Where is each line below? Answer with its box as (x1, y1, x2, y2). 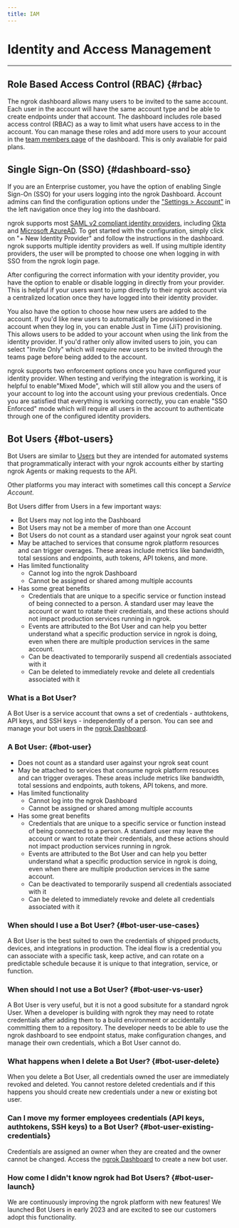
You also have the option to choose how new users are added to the (7, 308, 207, 316)
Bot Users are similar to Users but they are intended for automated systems (7, 452, 229, 460)
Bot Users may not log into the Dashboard (17, 516, 141, 524)
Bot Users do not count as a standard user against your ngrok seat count (17, 531, 232, 539)
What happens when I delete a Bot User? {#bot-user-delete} (7, 1057, 220, 1067)
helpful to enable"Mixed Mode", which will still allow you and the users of (7, 382, 222, 390)
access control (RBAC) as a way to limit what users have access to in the (7, 120, 221, 128)
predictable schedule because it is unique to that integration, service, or (7, 959, 218, 968)
